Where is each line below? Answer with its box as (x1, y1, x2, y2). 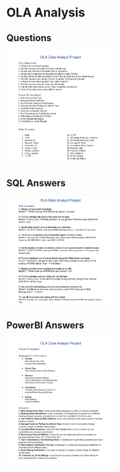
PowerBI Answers (6, 319, 84, 331)
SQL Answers (6, 177, 66, 189)
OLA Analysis (6, 5, 86, 21)
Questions (6, 32, 52, 44)
